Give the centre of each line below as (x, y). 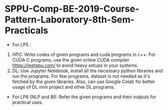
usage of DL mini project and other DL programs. (63, 87)
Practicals (27, 31)
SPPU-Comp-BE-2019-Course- (72, 9)
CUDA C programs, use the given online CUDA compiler (71, 60)
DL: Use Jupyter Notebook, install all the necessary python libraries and (88, 71)
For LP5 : (22, 44)
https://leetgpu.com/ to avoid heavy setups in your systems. (75, 65)
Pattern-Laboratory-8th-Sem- (70, 20)
